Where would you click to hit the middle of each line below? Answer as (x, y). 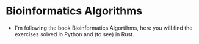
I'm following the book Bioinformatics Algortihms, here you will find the (103, 28)
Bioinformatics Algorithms (74, 11)
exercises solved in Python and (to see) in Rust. (74, 34)
